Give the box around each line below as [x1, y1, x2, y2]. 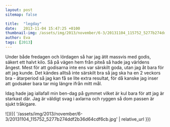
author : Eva [5, 35, 30, 40]
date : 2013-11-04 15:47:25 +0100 [5, 26, 80, 31]
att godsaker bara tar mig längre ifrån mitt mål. [5, 80, 102, 86]
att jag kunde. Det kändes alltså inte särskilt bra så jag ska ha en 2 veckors [5, 70, 161, 76]
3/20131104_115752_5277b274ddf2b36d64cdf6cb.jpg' [5, 116, 118, 122]
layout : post [5, 7, 33, 13]
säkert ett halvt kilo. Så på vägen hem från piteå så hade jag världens [5, 59, 150, 65]
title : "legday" [5, 21, 42, 26]
